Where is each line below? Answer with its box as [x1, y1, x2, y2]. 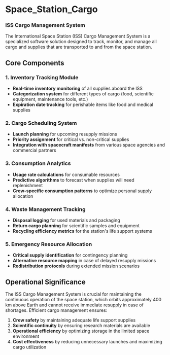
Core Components [5, 58, 64, 67]
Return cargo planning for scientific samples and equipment [12, 223, 140, 229]
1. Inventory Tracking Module [5, 74, 79, 81]
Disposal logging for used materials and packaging [12, 217, 120, 224]
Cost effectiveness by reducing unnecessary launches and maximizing [12, 339, 162, 345]
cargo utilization [12, 344, 47, 350]
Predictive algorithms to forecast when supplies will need [12, 176, 134, 183]
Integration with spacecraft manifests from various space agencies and [12, 142, 165, 148]
